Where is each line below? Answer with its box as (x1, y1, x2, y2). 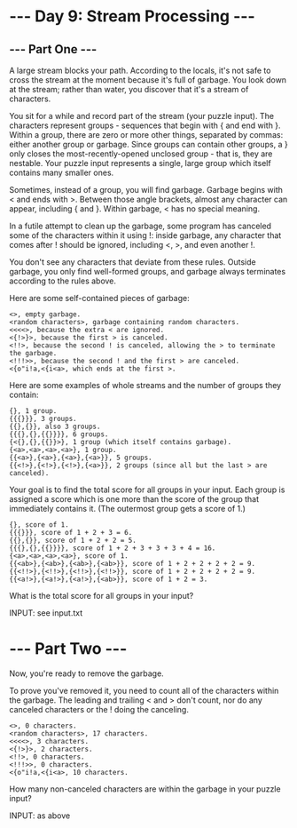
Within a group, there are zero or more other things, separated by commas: (9, 130, 284, 139)
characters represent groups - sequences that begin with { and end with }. (9, 120, 281, 131)
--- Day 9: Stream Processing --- (9, 6, 255, 27)
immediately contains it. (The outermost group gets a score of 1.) (9, 504, 246, 514)
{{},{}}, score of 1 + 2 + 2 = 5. (9, 536, 137, 545)
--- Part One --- (9, 42, 98, 57)
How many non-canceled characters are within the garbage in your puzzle (9, 784, 281, 794)
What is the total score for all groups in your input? (9, 591, 194, 601)
